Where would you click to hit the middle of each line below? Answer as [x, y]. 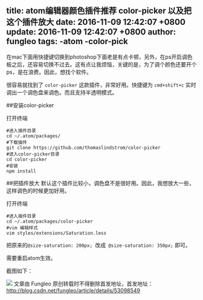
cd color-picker [27, 159]
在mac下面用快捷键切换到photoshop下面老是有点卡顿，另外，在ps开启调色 [99, 57]
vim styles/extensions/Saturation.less [56, 233]
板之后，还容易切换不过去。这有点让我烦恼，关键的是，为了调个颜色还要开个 [101, 64]
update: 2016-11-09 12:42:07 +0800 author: [91, 32]
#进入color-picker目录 [33, 154]
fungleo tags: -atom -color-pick [67, 41]
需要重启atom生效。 [31, 258]
